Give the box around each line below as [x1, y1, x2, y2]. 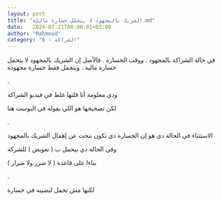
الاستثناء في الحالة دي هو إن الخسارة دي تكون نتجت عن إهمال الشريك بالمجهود [7, 131, 213, 140]
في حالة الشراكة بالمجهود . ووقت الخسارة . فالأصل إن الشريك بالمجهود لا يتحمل [7, 56, 216, 64]
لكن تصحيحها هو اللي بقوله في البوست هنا [7, 104, 117, 112]
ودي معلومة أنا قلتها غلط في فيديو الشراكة [7, 91, 118, 99]
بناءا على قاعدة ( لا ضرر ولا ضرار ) [7, 159, 97, 167]
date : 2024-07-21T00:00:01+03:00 [7, 23, 112, 30]
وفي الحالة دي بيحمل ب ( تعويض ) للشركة [7, 145, 117, 153]
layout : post [7, 10, 46, 18]
